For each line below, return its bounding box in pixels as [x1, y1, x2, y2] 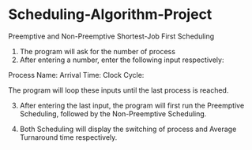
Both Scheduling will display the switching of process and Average [19, 124, 237, 134]
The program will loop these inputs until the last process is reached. [8, 85, 229, 95]
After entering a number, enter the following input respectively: [19, 55, 224, 64]
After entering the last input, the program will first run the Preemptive [19, 101, 245, 110]
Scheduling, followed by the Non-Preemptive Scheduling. [19, 108, 207, 119]
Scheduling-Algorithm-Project [8, 5, 213, 24]
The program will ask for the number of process [19, 46, 176, 56]
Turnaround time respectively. [19, 132, 118, 142]
